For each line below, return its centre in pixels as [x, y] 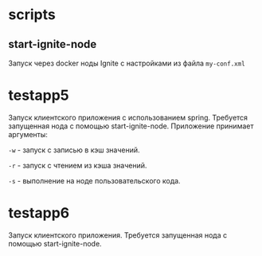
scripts [32, 15]
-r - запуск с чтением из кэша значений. [78, 165]
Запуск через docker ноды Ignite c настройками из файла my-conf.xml [127, 63]
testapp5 [39, 95]
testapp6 [39, 213]
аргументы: [28, 134]
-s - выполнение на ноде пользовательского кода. [94, 180]
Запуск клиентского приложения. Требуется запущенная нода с [118, 235]
